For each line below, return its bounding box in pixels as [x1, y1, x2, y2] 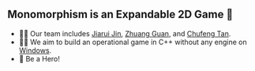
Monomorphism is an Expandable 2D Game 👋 [7, 8, 234, 21]
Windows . [18, 45, 52, 55]
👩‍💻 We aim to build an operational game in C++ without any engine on [18, 37, 247, 47]
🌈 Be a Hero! [18, 54, 61, 63]
